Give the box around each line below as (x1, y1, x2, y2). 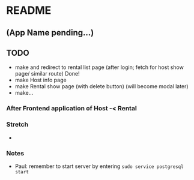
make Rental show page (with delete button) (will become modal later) (14, 83, 189, 90)
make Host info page (14, 76, 67, 84)
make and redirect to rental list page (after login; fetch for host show (14, 64, 184, 71)
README (6, 4, 52, 17)
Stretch (6, 121, 29, 129)
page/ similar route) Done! (14, 70, 80, 77)
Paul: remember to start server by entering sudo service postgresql (14, 163, 184, 170)
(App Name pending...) (6, 28, 94, 38)
